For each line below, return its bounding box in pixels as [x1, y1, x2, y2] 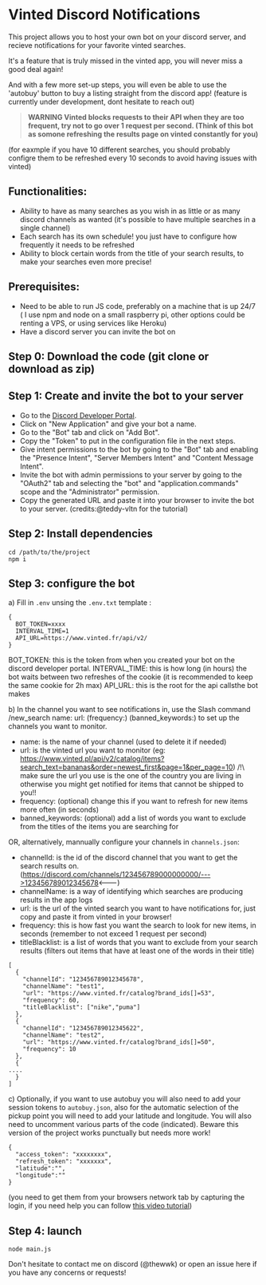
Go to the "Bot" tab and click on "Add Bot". [19, 427, 160, 437]
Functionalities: [8, 185, 88, 199]
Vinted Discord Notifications [8, 6, 201, 24]
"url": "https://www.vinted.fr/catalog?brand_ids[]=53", [22, 990, 216, 998]
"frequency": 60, [22, 996, 80, 1005]
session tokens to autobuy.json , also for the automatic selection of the [8, 1103, 239, 1113]
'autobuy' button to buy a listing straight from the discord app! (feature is [8, 88, 248, 97]
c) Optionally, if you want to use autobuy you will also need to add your [8, 1094, 241, 1104]
